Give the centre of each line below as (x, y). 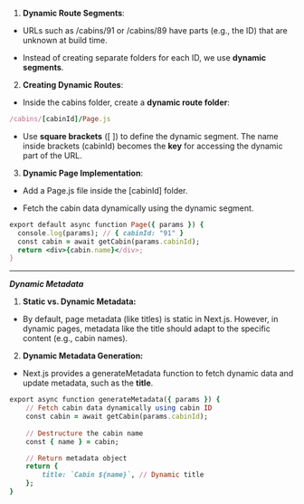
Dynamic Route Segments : (73, 13)
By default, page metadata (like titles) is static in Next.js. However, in (150, 319)
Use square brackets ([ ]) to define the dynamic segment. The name (150, 136)
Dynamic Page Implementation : (82, 173)
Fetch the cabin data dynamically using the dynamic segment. (138, 208)
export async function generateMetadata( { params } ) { (115, 400)
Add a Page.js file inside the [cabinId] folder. (105, 190)
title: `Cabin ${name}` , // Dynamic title (123, 475)
